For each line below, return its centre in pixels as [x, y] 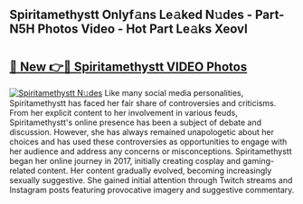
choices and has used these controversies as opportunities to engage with [148, 141]
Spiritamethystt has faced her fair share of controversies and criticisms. [143, 103]
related [23, 170]
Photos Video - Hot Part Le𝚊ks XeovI [143, 29]
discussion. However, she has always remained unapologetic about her [142, 132]
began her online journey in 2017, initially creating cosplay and [125, 161]
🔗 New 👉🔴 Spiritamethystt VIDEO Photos [128, 67]
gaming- [258, 161]
